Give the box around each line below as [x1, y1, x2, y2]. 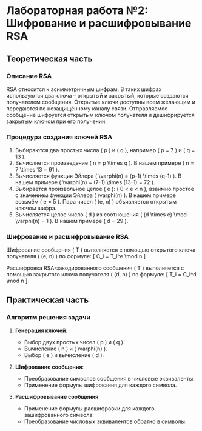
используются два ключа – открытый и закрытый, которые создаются [6, 92, 189, 99]
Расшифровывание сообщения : [15, 393, 100, 401]
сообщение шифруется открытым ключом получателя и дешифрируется [6, 111, 195, 118]
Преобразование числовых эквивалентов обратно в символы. [24, 418, 187, 425]
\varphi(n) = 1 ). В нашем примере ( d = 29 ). [15, 218, 129, 225]
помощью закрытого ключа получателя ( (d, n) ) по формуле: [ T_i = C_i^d [6, 271, 197, 278]
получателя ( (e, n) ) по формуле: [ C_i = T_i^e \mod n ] [6, 253, 146, 260]
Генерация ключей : [15, 327, 68, 334]
